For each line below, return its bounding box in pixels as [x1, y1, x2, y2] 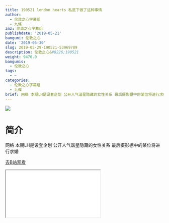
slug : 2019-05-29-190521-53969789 [5, 45, 78, 50]
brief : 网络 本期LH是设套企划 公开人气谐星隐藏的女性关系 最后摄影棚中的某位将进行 [5, 92, 160, 97]
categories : [5, 78, 30, 83]
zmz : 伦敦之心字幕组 [5, 26, 43, 31]
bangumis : [5, 59, 26, 64]
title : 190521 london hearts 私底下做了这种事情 [5, 7, 102, 13]
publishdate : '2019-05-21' [5, 31, 62, 36]
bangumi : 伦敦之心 [5, 36, 41, 41]
